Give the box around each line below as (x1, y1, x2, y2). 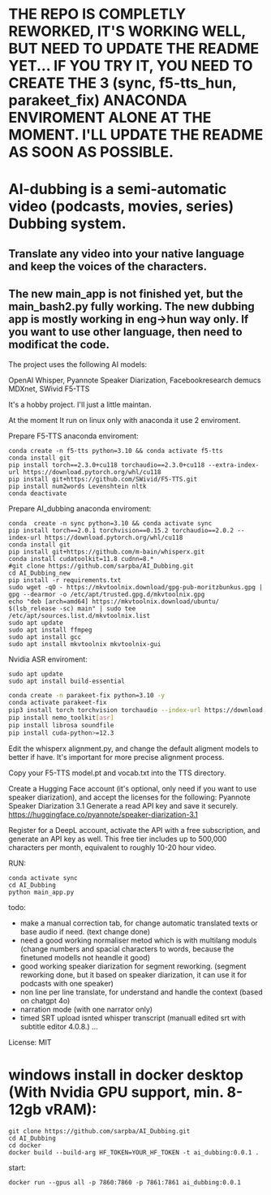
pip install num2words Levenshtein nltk (8, 482, 148, 490)
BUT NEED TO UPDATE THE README (8, 40, 260, 58)
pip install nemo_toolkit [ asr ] (8, 714, 114, 723)
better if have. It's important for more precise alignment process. (8, 752, 225, 761)
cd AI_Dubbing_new (8, 569, 71, 577)
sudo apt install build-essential (8, 677, 126, 685)
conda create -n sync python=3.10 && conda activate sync (8, 519, 213, 528)
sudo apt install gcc (8, 632, 82, 641)
